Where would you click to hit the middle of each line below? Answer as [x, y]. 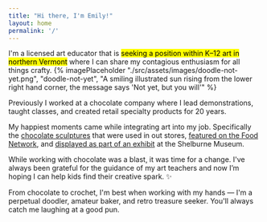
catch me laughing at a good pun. [64, 210]
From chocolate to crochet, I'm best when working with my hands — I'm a [131, 192]
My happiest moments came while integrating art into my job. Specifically [130, 127]
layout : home [30, 23]
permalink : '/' [34, 30]
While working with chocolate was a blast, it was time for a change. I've [127, 159]
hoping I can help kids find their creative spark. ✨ [90, 176]
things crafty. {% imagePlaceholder [67, 71]
